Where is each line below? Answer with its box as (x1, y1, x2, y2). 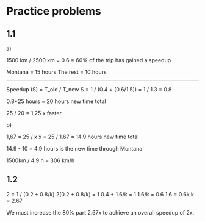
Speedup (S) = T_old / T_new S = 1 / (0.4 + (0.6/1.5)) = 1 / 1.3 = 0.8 (6, 86, 172, 93)
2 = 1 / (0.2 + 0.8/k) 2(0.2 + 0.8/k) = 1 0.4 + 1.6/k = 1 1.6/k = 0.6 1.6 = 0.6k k (6, 190, 194, 198)
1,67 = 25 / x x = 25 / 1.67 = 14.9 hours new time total (6, 133, 139, 140)
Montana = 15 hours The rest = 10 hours (6, 68, 107, 76)
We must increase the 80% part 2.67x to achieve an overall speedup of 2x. (6, 209, 195, 216)
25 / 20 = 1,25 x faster (6, 110, 62, 116)
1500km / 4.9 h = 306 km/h (6, 157, 75, 164)
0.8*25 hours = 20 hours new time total (6, 98, 106, 105)
